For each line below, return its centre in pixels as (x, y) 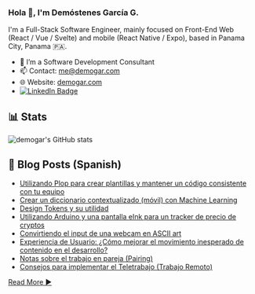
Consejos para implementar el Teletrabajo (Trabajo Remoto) (116, 266)
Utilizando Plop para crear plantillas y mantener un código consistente (133, 183)
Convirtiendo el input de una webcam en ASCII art (100, 233)
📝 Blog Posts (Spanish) (65, 164)
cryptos (32, 225)
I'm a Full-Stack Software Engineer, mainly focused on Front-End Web (121, 30)
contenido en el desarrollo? (64, 250)
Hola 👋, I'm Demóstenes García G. (74, 13)
